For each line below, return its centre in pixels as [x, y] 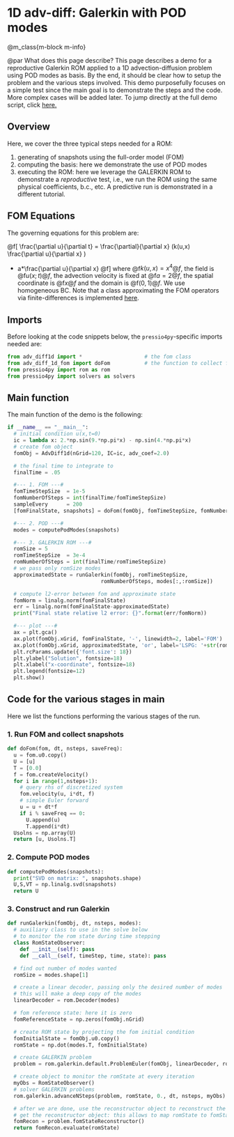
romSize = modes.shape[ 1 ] [51, 975]
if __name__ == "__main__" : [48, 427]
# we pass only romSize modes [57, 568]
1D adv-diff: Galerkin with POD [97, 13]
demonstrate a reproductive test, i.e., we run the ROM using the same [117, 179]
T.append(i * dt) [48, 826]
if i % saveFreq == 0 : [53, 813]
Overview [29, 127]
